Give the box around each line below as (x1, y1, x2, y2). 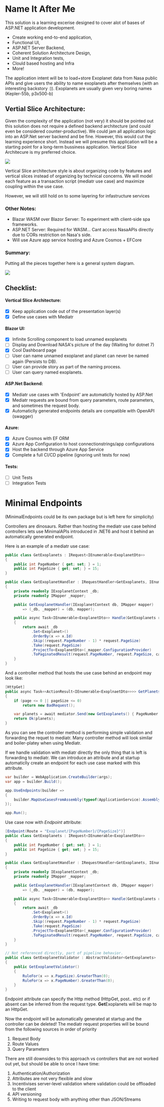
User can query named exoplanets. (12, 369, 83, 375)
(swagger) (12, 413, 33, 419)
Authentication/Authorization (12, 1070, 70, 1076)
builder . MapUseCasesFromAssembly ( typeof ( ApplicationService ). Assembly (14, 797, 161, 802)
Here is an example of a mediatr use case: (5, 543, 90, 549)
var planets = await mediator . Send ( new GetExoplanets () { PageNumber (14, 712, 159, 717)
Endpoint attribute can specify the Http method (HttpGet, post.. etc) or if (5, 996, 150, 1002)
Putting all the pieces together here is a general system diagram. (5, 261, 135, 266)
